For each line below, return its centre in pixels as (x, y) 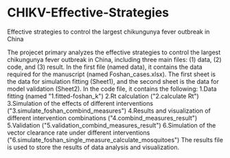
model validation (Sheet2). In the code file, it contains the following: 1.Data (112, 89)
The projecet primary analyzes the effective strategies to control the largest (114, 52)
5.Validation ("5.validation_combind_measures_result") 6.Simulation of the (112, 125)
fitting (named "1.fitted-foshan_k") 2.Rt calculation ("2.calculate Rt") (103, 96)
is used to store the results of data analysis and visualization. (93, 147)
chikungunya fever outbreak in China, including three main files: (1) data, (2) (114, 59)
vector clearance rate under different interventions (79, 133)
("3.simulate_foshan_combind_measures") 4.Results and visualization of (109, 111)
